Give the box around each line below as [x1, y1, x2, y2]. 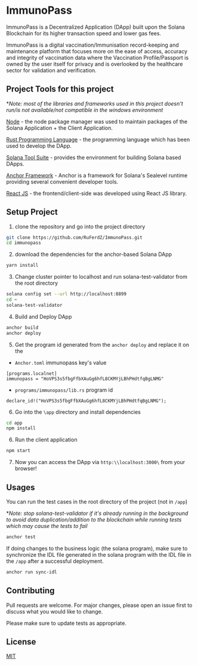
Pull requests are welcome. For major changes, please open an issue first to [6, 602, 193, 609]
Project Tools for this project [6, 84, 115, 94]
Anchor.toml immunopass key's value [14, 359, 107, 366]
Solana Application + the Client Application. [6, 124, 113, 132]
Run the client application [14, 436, 78, 443]
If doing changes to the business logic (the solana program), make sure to [6, 545, 188, 552]
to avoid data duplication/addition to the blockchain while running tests [6, 516, 182, 523]
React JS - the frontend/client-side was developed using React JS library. [6, 190, 187, 197]
